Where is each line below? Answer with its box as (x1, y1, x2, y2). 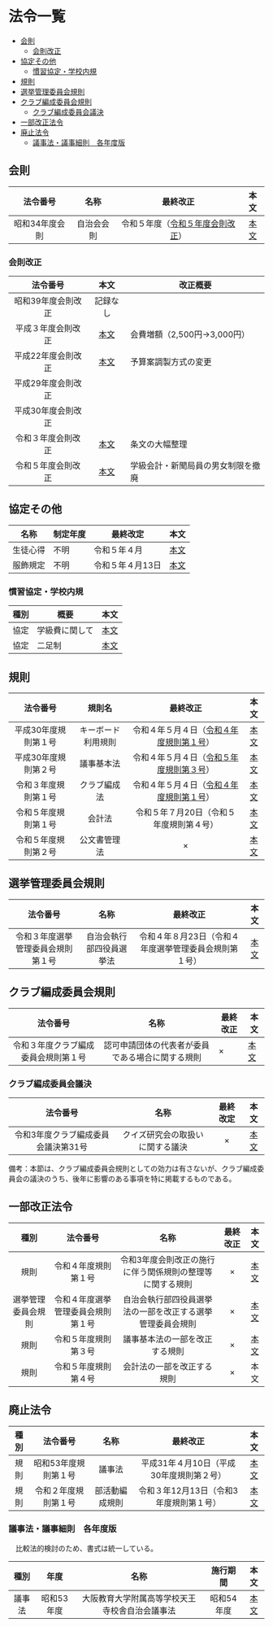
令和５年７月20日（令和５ (135, 806, 236, 818)
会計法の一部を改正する (123, 1360, 213, 1372)
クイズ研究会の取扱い (122, 1128, 205, 1140)
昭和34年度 (13, 217, 58, 229)
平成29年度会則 (14, 377, 74, 389)
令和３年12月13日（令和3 (137, 1485, 238, 1496)
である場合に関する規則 (111, 1051, 201, 1062)
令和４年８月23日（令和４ (139, 931, 240, 942)
